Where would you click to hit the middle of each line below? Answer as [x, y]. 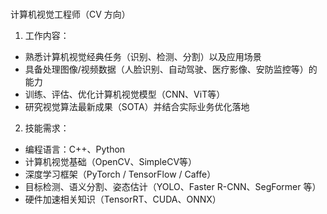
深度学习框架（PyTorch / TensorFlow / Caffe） [120, 174]
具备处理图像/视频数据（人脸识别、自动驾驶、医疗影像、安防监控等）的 [171, 69]
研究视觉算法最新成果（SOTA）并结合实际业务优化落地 [137, 107]
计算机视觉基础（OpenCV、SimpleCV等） [111, 162]
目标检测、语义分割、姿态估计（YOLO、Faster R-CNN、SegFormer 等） [173, 187]
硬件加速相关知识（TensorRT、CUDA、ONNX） [123, 199]
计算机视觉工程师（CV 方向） [70, 14]
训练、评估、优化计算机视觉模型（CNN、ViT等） [125, 94]
